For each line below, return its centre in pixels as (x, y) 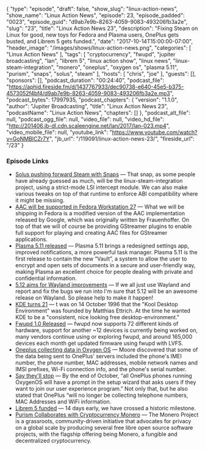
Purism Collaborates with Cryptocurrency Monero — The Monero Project (107, 415)
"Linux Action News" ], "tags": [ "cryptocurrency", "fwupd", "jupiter (91, 54)
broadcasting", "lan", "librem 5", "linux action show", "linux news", (89, 61)
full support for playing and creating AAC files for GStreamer (91, 233)
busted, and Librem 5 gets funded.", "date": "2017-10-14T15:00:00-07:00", (100, 41)
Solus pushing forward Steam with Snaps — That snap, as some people (105, 174)
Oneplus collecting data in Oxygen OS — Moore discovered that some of (106, 350)
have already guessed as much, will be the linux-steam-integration (99, 181)
